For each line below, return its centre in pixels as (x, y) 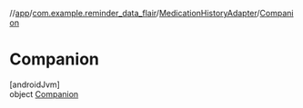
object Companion (44, 93)
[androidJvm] (35, 84)
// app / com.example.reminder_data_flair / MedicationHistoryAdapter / (135, 13)
